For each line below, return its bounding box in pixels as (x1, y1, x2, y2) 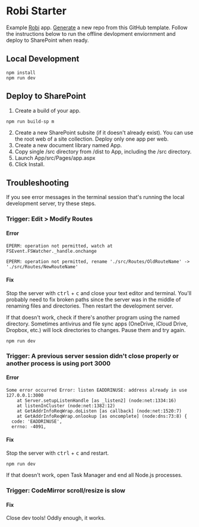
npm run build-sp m (6, 118, 55, 125)
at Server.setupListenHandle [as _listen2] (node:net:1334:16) (17, 398, 177, 404)
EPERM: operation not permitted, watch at (6, 243, 113, 249)
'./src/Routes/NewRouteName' (6, 263, 78, 269)
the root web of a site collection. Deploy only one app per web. (14, 135, 169, 142)
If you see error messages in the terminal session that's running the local (6, 194, 185, 201)
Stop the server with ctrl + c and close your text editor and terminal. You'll (6, 289, 192, 296)
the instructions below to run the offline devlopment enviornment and (6, 30, 176, 37)
